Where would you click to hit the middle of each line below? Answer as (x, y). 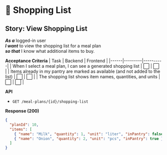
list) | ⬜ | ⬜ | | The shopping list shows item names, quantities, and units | (83, 77)
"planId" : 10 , (24, 125)
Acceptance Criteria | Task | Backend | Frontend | (57, 61)
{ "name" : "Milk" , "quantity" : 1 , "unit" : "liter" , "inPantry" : (82, 134)
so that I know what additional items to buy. (50, 51)
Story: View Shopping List (46, 29)
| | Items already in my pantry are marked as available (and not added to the (83, 71)
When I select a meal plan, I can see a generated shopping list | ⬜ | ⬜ (86, 66)
